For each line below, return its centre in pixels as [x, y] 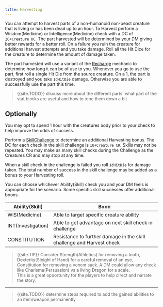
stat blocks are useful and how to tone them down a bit [72, 99]
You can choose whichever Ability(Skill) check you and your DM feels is [77, 184]
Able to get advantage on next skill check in [103, 223]
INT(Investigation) [28, 226]
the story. [26, 280]
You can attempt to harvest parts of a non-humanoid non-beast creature [77, 23]
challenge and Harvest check [87, 243]
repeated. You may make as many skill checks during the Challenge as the [79, 150]
